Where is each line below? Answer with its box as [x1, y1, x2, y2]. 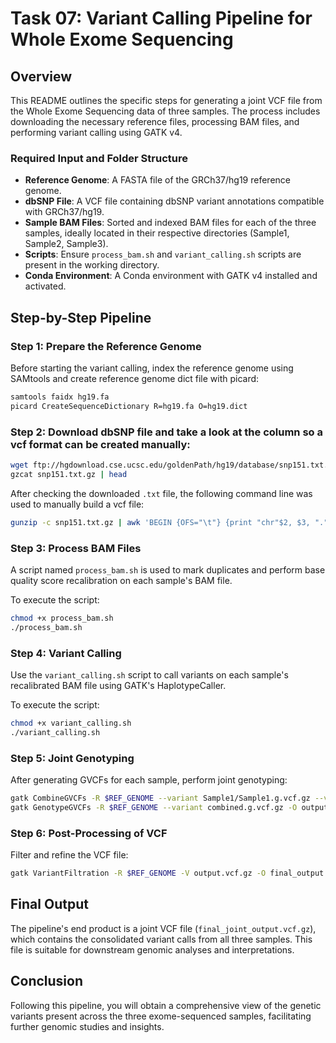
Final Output [10, 896, 89, 913]
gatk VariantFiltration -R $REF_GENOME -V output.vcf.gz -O [10, 868, 267, 879]
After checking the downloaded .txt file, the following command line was [10, 487, 313, 499]
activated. [24, 280, 67, 292]
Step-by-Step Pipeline [10, 309, 152, 326]
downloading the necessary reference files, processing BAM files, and [10, 116, 300, 127]
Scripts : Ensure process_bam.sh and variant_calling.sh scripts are [24, 248, 302, 261]
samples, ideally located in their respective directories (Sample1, [24, 227, 290, 239]
